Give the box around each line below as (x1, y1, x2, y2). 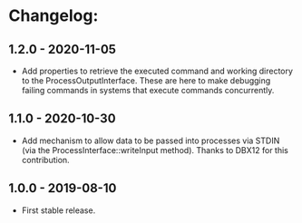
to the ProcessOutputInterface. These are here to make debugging (21, 75, 271, 86)
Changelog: (8, 5, 99, 26)
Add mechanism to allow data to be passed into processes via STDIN (21, 135, 280, 146)
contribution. (21, 154, 70, 165)
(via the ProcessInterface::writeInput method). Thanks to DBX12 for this (21, 144, 289, 155)
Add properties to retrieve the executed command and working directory (21, 65, 294, 76)
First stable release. (21, 205, 96, 216)
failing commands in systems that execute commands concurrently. (21, 85, 275, 95)
